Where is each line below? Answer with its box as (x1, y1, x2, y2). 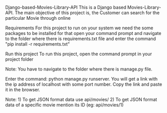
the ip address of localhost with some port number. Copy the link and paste (5, 81, 162, 87)
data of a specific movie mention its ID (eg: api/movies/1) (5, 102, 124, 108)
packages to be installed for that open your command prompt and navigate (5, 30, 161, 36)
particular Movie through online (5, 15, 71, 21)
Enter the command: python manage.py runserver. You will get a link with (5, 76, 158, 82)
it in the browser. (5, 87, 40, 93)
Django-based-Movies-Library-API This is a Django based (5, 5, 127, 10)
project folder (5, 56, 34, 62)
